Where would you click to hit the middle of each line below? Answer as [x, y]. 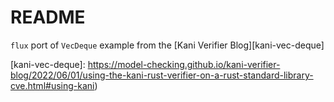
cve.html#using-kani [52, 85]
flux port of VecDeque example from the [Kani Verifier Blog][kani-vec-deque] [167, 45]
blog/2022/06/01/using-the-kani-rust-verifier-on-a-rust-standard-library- [162, 75]
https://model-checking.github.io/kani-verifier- [184, 64]
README [48, 17]
